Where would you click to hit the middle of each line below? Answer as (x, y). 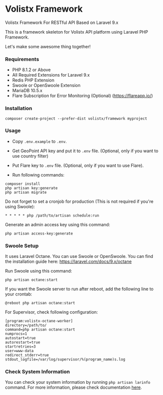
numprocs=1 (16, 334)
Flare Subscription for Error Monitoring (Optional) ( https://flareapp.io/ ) (82, 96)
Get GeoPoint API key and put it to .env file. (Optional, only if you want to (85, 151)
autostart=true (20, 338)
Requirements (22, 59)
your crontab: (19, 294)
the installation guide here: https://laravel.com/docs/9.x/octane (68, 261)
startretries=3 (20, 347)
